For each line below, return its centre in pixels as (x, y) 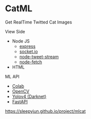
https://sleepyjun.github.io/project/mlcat (45, 111)
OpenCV (21, 91)
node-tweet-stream (39, 56)
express (27, 46)
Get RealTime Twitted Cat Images (38, 22)
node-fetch (31, 62)
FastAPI (20, 101)
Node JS (21, 41)
